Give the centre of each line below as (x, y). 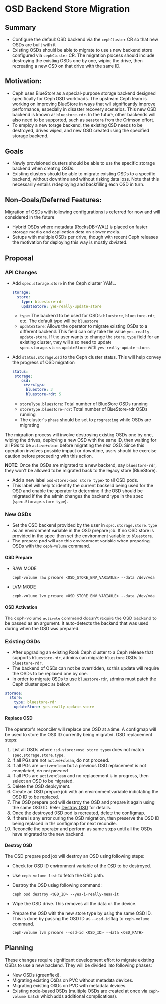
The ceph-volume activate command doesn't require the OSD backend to (81, 618)
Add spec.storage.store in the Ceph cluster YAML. (64, 283)
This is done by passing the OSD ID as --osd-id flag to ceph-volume (81, 918)
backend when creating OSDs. (43, 168)
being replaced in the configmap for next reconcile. (65, 823)
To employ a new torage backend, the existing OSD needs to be (77, 125)
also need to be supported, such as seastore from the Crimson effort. (83, 120)
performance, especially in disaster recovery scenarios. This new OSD (84, 109)
